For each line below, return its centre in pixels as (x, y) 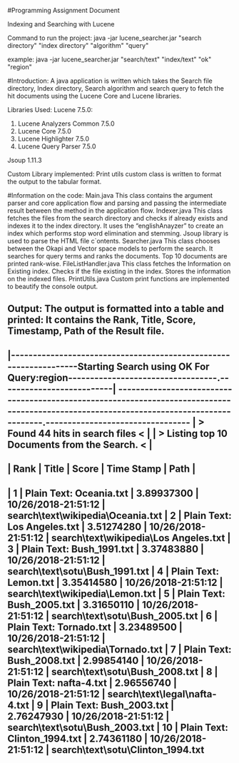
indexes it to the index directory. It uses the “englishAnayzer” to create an (115, 226)
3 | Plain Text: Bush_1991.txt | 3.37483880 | (106, 549)
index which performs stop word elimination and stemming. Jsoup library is (118, 233)
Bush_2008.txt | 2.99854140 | (76, 661)
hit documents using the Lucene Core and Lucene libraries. (95, 96)
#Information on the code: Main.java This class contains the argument (110, 195)
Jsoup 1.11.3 (25, 160)
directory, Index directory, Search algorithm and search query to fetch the (116, 88)
